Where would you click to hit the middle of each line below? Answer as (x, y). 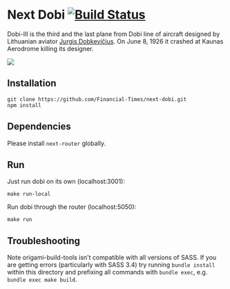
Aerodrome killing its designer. (50, 48)
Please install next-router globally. (57, 143)
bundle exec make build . (42, 279)
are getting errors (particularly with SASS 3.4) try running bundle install (111, 265)
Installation (32, 83)
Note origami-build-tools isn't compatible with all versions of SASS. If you (112, 258)
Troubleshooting (44, 241)
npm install (24, 105)
